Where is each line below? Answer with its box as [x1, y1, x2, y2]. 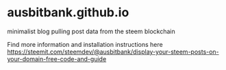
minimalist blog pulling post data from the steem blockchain [7, 27, 176, 35]
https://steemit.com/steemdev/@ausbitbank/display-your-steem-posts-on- [7, 48, 219, 56]
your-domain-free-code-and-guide [7, 54, 107, 63]
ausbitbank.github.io [7, 5, 129, 20]
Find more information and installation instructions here [7, 40, 163, 48]
